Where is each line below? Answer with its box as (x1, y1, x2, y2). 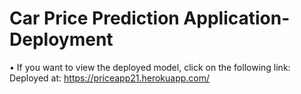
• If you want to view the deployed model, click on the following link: (9, 61, 291, 73)
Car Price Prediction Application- (9, 7, 291, 30)
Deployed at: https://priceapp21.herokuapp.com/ (9, 72, 211, 84)
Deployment (9, 28, 114, 51)
